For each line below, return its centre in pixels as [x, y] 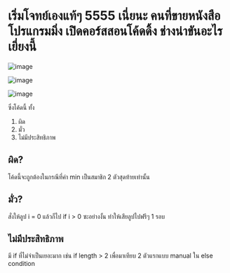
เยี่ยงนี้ [22, 47]
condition [22, 264]
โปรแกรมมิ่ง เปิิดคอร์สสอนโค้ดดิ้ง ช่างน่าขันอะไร [115, 31]
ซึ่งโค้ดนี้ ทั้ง [21, 107]
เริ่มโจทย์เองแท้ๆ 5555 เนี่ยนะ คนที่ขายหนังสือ [114, 16]
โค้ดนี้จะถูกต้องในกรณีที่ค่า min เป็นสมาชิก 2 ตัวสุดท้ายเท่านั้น [79, 177]
